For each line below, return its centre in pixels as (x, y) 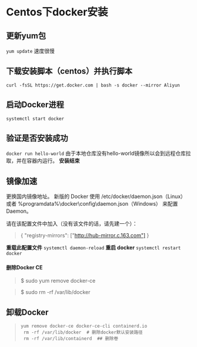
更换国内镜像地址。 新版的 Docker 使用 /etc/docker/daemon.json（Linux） (96, 196)
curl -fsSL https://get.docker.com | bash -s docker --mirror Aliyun (93, 85)
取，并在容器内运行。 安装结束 (43, 161)
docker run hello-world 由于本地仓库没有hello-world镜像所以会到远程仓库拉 (98, 153)
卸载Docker (27, 312)
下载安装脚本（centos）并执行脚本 (69, 71)
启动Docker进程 (35, 105)
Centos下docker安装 (57, 12)
